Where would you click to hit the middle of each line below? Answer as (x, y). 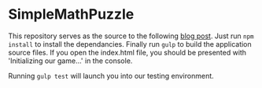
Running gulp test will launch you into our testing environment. (111, 76)
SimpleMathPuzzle (71, 14)
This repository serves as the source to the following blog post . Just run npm (131, 36)
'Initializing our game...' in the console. (70, 61)
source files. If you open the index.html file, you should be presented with (127, 52)
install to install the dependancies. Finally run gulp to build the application (130, 44)
